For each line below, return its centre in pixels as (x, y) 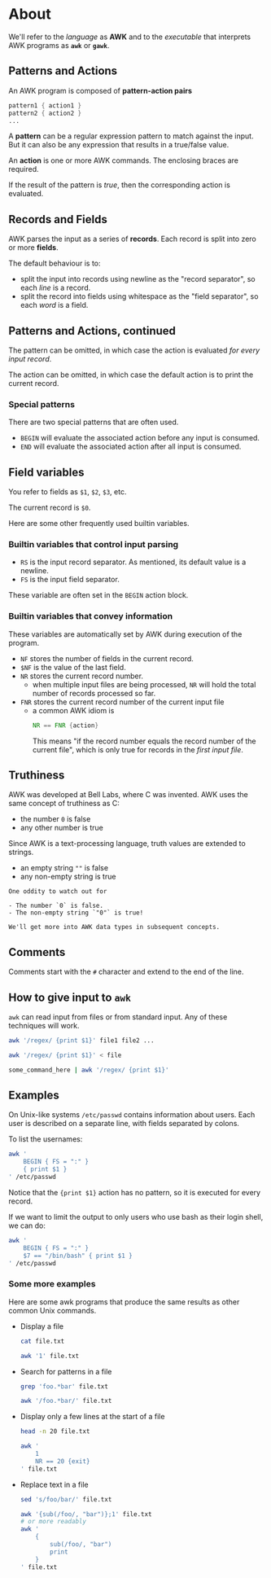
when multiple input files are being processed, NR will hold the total (144, 684)
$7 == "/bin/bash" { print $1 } (78, 1256)
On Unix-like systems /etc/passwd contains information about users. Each (132, 1115)
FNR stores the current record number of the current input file (122, 702)
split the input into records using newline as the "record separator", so (138, 279)
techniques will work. (44, 1026)
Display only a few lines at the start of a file (92, 1417)
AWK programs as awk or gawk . (59, 45)
